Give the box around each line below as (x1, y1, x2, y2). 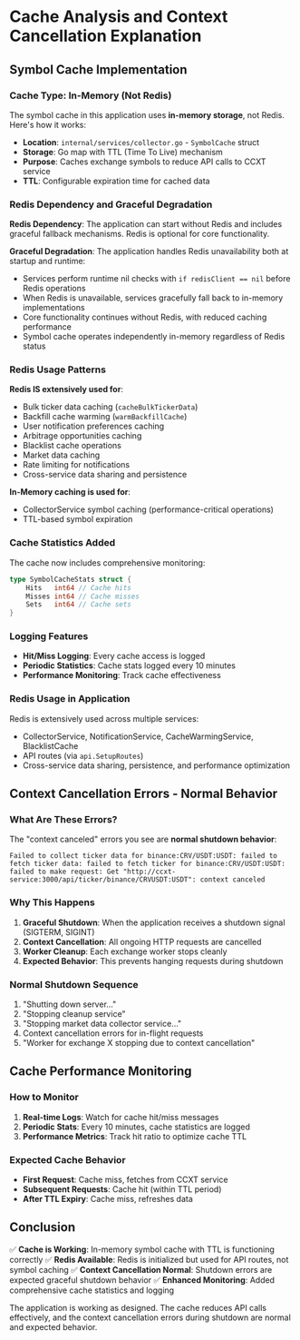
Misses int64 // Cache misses (25, 592, 140, 601)
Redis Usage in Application (9, 693, 131, 705)
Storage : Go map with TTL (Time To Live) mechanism (22, 146, 224, 157)
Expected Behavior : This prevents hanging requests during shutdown (22, 955, 284, 966)
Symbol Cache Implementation (9, 62, 188, 77)
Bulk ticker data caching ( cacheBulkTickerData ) (22, 401, 198, 412)
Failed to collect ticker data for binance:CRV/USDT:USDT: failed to (9, 852, 278, 861)
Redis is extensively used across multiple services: (9, 713, 199, 724)
